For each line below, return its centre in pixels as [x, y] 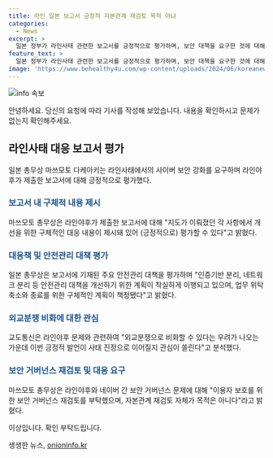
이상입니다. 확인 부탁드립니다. [55, 427]
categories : [28, 24]
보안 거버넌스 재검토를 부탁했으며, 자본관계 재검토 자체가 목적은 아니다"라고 [135, 400]
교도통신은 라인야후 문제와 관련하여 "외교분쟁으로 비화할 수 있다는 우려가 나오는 [134, 338]
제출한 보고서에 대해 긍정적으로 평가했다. [87, 180]
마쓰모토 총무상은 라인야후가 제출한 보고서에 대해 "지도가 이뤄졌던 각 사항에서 [130, 222]
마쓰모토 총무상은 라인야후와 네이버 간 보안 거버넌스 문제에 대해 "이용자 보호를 [131, 390]
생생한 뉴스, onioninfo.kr [48, 445]
